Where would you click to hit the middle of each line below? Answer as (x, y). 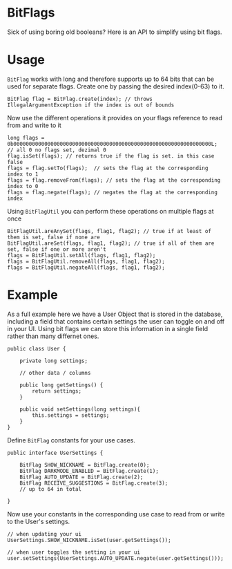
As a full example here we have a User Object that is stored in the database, (115, 314)
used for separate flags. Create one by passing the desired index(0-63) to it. (116, 86)
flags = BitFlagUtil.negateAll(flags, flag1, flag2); (86, 268)
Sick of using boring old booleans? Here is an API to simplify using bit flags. (115, 32)
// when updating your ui (44, 534)
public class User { (37, 348)
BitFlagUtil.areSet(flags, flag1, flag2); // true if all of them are (111, 243)
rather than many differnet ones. (53, 336)
